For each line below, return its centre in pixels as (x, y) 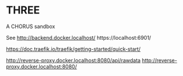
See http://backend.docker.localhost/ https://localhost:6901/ (79, 37)
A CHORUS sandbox (31, 26)
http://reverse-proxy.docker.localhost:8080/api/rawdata (73, 60)
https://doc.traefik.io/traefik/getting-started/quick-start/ (73, 49)
